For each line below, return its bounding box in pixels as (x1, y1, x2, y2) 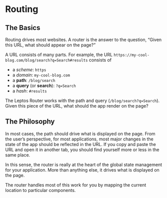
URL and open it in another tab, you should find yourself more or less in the (5, 146, 160, 152)
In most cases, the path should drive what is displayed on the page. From (5, 130, 156, 136)
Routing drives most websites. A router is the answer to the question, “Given (5, 36, 162, 42)
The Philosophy (5, 117, 55, 126)
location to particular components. (5, 187, 76, 193)
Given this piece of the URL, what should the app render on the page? (5, 103, 149, 108)
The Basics (5, 23, 41, 32)
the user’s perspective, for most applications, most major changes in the (5, 136, 154, 142)
